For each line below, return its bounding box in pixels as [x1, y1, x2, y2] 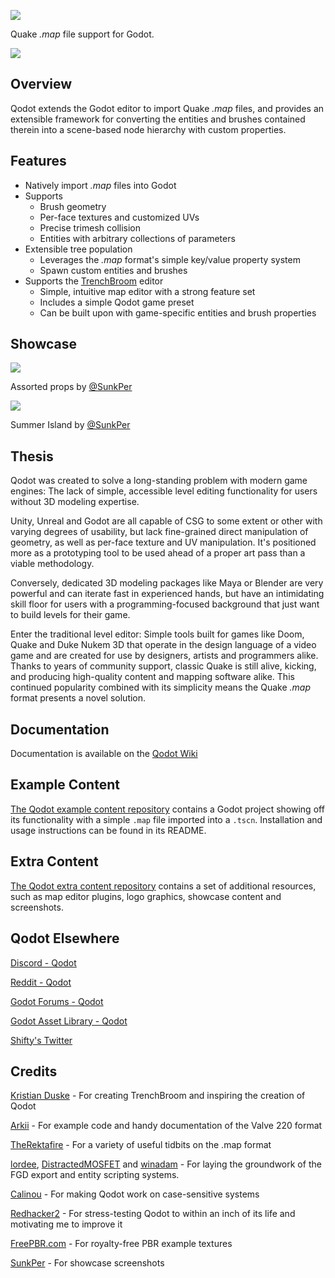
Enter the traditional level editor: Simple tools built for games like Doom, [10, 628, 305, 640]
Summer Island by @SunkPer [10, 419, 131, 431]
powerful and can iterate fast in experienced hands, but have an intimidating [10, 588, 325, 600]
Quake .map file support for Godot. [10, 28, 155, 40]
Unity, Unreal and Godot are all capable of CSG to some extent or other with [10, 515, 323, 527]
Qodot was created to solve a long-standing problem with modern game [10, 475, 308, 487]
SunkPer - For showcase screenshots [10, 1257, 165, 1269]
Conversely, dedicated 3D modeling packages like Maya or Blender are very [10, 577, 324, 589]
